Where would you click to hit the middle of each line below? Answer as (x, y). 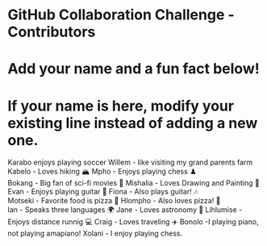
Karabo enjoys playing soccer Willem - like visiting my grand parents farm (130, 162)
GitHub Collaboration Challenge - (121, 15)
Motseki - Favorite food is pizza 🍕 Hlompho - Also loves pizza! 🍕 (114, 201)
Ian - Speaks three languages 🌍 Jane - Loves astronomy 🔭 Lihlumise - (125, 210)
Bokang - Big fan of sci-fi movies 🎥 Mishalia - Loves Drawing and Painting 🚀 (133, 183)
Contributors (52, 32)
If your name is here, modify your (121, 106)
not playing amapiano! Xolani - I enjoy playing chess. (95, 233)
